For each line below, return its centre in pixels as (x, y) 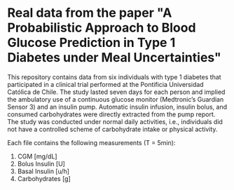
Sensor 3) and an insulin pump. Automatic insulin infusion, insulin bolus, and (117, 107)
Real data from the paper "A (90, 13)
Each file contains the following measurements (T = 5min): (91, 142)
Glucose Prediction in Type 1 (91, 43)
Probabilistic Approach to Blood (102, 28)
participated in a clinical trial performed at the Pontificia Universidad (106, 84)
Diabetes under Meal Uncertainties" (115, 58)
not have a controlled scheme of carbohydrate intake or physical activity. (112, 129)
